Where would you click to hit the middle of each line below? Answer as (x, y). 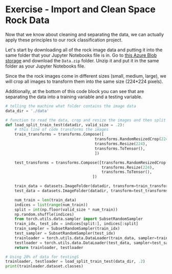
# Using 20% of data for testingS (42, 257)
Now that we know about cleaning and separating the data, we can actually (85, 34)
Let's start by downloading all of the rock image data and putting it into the (84, 50)
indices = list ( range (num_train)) (51, 205)
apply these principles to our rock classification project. (64, 40)
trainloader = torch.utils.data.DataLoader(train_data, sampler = (86, 238)
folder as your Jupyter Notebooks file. (45, 66)
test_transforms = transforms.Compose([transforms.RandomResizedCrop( (91, 163)
